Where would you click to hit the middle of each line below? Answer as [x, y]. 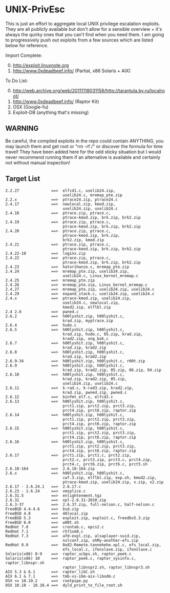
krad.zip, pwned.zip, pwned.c [94, 392]
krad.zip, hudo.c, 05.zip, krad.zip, [103, 334]
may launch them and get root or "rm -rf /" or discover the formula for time [84, 146]
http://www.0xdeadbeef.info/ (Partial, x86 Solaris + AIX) [72, 71]
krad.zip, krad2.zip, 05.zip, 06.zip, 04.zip [112, 370]
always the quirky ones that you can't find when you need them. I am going [85, 34]
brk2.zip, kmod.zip [83, 240]
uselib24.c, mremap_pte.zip [92, 195]
